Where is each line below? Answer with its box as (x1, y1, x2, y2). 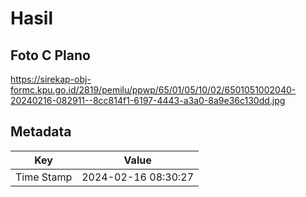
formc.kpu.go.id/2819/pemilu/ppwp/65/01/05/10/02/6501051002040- (10, 84, 297, 96)
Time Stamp (15, 170, 73, 184)
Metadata (10, 123, 72, 141)
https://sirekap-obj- (10, 73, 92, 85)
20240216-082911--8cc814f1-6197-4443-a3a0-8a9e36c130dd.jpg (10, 95, 286, 106)
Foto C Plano (10, 47, 91, 64)
